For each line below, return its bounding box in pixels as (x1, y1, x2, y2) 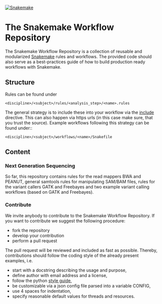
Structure (5, 78, 35, 87)
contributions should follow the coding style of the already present (5, 253, 139, 258)
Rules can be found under (5, 91, 57, 97)
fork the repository (12, 227, 50, 233)
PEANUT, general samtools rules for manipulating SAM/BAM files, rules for (5, 179, 155, 185)
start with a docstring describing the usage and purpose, (12, 267, 127, 273)
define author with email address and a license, (12, 272, 107, 278)
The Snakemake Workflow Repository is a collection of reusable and (5, 48, 142, 54)
